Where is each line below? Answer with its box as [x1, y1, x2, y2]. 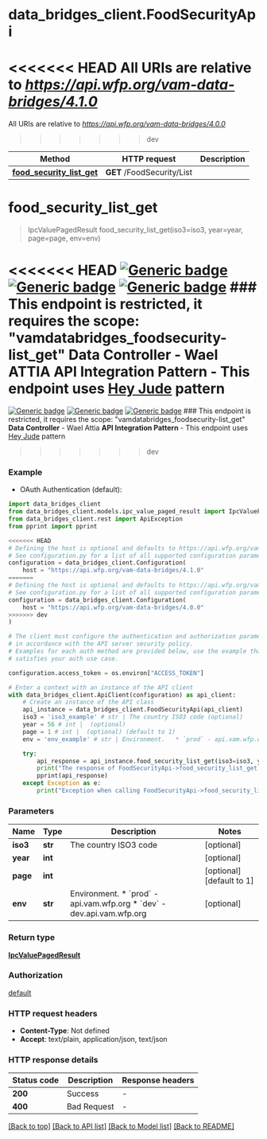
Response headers [122, 1075, 195, 1086]
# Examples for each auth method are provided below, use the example [8, 647, 247, 656]
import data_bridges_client [8, 500, 102, 509]
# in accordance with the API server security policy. [8, 640, 194, 648]
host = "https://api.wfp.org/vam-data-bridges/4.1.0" [22, 567, 204, 575]
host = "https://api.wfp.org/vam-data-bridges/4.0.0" [22, 603, 204, 611]
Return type [8, 932, 56, 943]
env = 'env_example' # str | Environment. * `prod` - [22, 735, 212, 743]
